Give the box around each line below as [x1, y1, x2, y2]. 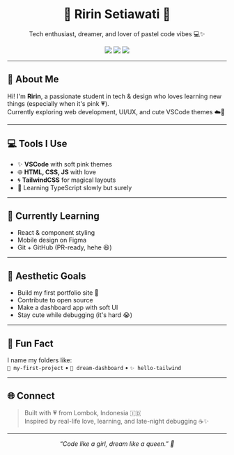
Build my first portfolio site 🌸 [17, 288, 99, 297]
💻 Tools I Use [7, 138, 68, 150]
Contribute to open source [17, 296, 93, 304]
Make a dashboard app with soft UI [17, 303, 118, 312]
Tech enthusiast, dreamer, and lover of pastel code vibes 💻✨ [29, 29, 205, 38]
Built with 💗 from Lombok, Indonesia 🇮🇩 [24, 408, 141, 417]
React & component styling [17, 229, 95, 237]
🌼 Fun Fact [7, 337, 54, 349]
